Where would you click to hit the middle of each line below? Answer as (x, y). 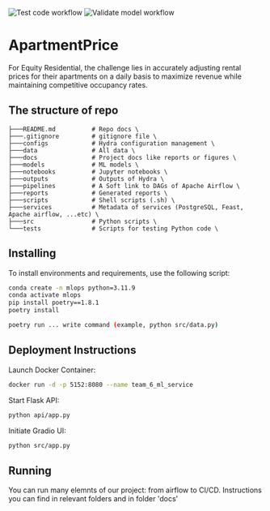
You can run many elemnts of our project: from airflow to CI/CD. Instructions (135, 490)
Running (30, 470)
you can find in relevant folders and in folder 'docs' (93, 499)
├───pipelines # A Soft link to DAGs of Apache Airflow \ (124, 186)
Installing (32, 253)
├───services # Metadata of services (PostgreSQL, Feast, (126, 207)
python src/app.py (39, 445)
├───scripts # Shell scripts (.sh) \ (92, 200)
